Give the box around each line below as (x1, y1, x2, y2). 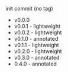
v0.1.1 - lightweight (14, 41, 60, 48)
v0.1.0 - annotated (14, 35, 59, 42)
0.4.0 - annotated (14, 60, 57, 67)
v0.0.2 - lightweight (14, 29, 62, 36)
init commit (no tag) (5, 5, 54, 12)
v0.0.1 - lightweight (14, 23, 60, 30)
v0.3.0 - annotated (14, 54, 60, 61)
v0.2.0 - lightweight (14, 48, 63, 55)
